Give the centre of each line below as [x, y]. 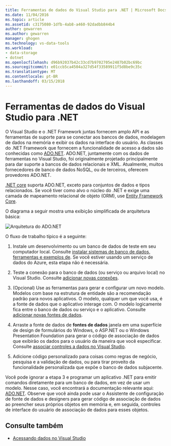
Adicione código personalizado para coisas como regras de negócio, [85, 356]
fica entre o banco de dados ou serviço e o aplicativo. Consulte [79, 309]
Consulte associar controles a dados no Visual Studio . [69, 346]
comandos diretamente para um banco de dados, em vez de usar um [78, 382]
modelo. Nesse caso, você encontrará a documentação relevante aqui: [80, 388]
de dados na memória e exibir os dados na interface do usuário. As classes [84, 142]
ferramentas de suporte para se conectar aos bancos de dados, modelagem [85, 137]
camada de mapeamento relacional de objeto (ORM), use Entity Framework [84, 196]
